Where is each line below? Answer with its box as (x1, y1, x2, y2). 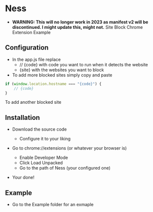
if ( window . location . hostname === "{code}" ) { (5, 81, 102, 86)
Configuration (5, 43, 49, 52)
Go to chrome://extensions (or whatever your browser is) (12, 145, 127, 151)
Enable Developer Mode (19, 154, 68, 161)
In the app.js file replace (12, 57, 61, 62)
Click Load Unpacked (19, 160, 63, 166)
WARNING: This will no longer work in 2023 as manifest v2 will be (12, 19, 149, 25)
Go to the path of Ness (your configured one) (19, 165, 111, 171)
